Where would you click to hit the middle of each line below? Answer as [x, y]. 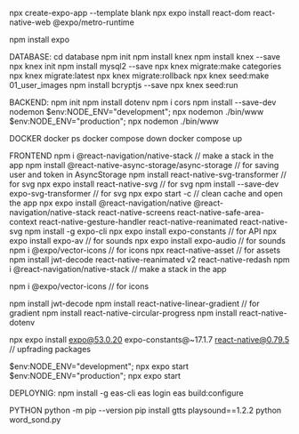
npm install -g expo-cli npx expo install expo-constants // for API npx [151, 231]
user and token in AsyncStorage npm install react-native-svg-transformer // [148, 174]
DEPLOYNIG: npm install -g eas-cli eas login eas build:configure [126, 393]
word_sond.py [35, 420]
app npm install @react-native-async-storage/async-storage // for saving [144, 165]
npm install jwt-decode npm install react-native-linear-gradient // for [134, 303]
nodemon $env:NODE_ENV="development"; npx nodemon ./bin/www [137, 112]
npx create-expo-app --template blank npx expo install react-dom [130, 13]
